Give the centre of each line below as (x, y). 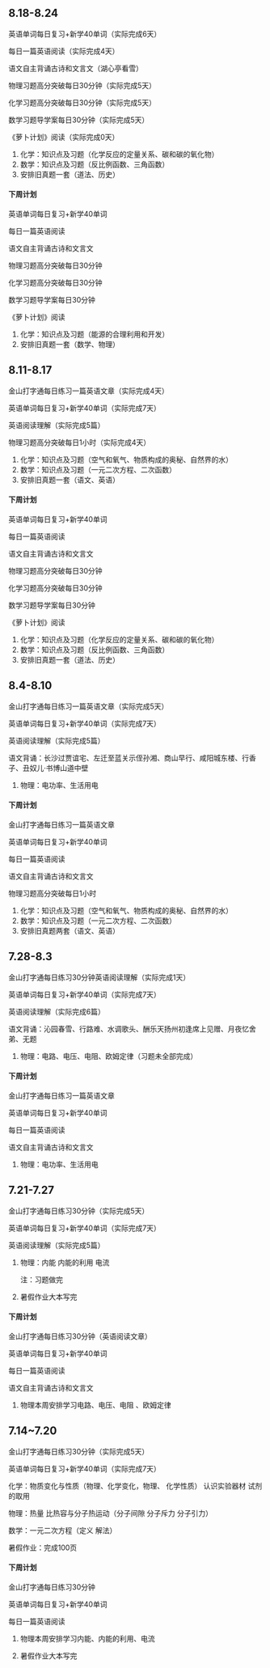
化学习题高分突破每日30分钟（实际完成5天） (82, 102)
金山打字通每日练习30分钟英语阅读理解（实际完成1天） (99, 977)
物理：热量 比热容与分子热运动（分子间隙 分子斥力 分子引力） (110, 1513)
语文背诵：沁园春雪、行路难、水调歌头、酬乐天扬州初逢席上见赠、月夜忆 (129, 1029)
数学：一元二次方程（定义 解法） (63, 1530)
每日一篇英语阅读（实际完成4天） (64, 51)
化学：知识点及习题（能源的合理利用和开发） (95, 334)
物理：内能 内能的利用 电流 (65, 1262)
